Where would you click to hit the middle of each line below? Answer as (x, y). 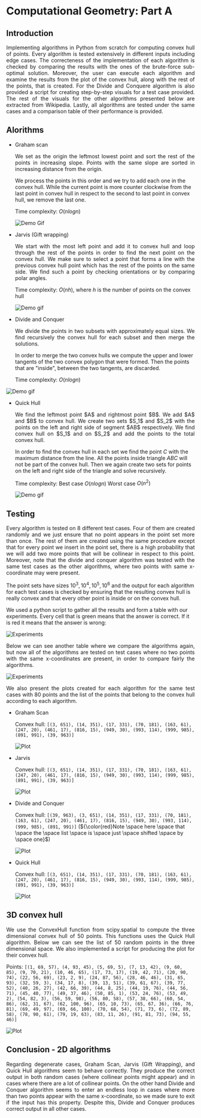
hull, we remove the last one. (50, 200)
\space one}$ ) (33, 839)
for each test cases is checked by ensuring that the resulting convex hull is (98, 591)
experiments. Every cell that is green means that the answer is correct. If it (98, 616)
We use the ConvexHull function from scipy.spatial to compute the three (100, 929)
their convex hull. (28, 955)
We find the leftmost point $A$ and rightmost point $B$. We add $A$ (105, 414)
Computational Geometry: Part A (89, 11)
